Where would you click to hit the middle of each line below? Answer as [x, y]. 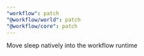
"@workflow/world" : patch [43, 20]
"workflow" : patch [33, 13]
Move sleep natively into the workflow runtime [72, 46]
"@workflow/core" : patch [42, 26]
